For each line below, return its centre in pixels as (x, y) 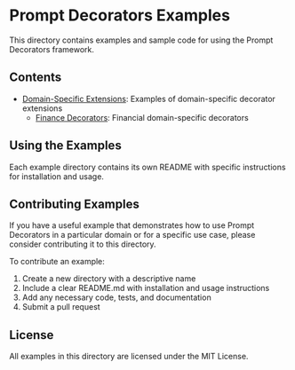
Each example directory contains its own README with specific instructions (147, 167)
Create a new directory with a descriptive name (109, 279)
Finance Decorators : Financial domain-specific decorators (142, 117)
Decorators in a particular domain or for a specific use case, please (132, 235)
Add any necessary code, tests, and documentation (116, 297)
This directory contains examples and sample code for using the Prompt (141, 40)
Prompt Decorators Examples (120, 16)
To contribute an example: (57, 262)
